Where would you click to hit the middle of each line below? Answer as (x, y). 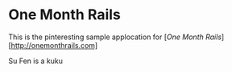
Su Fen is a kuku (35, 61)
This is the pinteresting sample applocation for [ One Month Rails (115, 37)
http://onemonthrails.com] (54, 45)
